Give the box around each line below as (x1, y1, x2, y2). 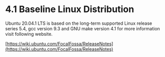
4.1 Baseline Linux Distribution (5, 4, 135, 15)
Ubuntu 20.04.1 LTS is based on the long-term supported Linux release (5, 20, 152, 26)
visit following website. (5, 31, 53, 37)
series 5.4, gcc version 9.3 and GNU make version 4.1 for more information (5, 25, 160, 31)
